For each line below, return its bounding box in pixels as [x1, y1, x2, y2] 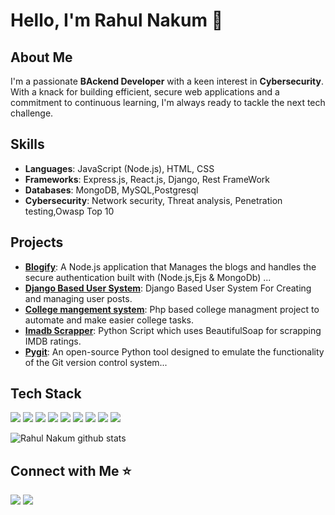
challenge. [10, 107, 54, 119]
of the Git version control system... [24, 356, 168, 368]
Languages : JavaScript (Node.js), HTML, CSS [24, 162, 215, 174]
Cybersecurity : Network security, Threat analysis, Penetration [24, 194, 283, 206]
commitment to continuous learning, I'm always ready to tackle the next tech [10, 97, 326, 108]
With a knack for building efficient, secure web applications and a [10, 86, 280, 98]
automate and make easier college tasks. [24, 314, 195, 326]
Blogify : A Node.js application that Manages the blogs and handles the [24, 260, 317, 273]
